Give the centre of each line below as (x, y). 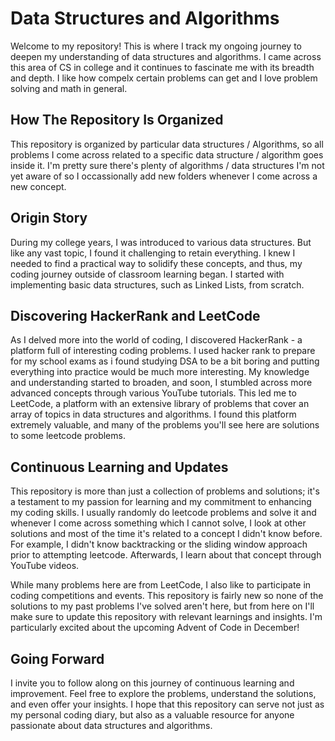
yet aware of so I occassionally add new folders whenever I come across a (164, 176)
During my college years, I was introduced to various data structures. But (161, 242)
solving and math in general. (69, 88)
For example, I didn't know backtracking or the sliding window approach (159, 544)
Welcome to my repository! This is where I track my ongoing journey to (156, 46)
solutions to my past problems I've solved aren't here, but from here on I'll (162, 606)
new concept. (38, 186)
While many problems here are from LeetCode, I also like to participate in (161, 585)
